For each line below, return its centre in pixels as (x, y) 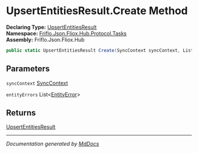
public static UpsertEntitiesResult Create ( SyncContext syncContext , (93, 50)
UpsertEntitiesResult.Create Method (97, 11)
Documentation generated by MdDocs (52, 144)
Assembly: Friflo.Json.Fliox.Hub (45, 39)
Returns (21, 113)
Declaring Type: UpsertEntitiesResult (52, 27)
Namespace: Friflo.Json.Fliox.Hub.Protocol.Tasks (66, 33)
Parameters (28, 69)
